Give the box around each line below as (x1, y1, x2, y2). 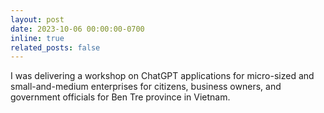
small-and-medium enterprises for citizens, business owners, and (10, 81, 282, 93)
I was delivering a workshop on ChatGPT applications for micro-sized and (10, 70, 315, 82)
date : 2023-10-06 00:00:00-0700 (10, 24, 145, 34)
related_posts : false (10, 42, 101, 53)
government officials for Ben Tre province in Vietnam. (10, 91, 231, 103)
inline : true (10, 33, 65, 43)
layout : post (10, 14, 65, 25)
